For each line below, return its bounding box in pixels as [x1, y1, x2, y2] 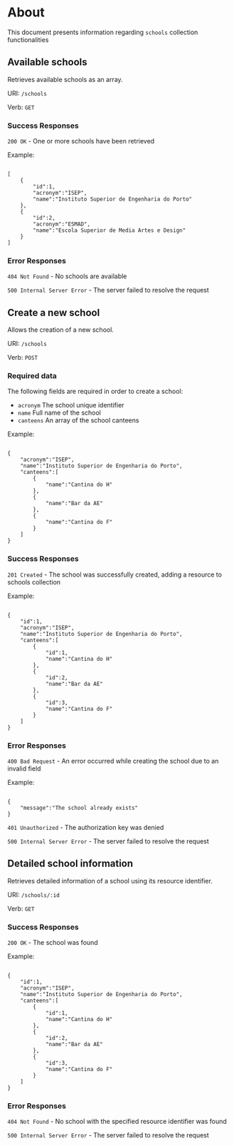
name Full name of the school [17, 408, 101, 417]
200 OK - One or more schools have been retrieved [7, 137, 155, 146]
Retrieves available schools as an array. [7, 75, 123, 83]
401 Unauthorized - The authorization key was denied [7, 823, 164, 832]
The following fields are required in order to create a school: [7, 387, 184, 396]
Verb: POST [7, 353, 38, 362]
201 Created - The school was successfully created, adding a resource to [7, 570, 223, 579]
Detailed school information [7, 858, 134, 870]
